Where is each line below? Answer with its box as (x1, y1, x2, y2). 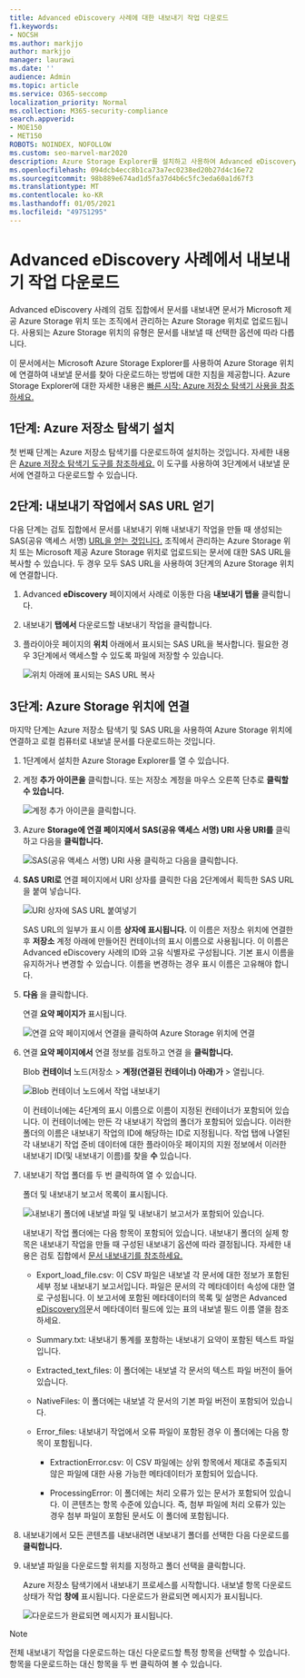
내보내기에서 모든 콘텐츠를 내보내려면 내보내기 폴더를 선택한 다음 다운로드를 (22, 1530, 290, 1541)
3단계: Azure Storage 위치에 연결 (9, 699, 191, 714)
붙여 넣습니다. (32, 886, 82, 897)
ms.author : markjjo (9, 38, 84, 48)
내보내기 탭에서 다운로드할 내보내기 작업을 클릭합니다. (22, 620, 212, 630)
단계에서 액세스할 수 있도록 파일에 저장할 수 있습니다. (37, 650, 224, 661)
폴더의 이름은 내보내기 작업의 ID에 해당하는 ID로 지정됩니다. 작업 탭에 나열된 (22, 1127, 290, 1138)
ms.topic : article (9, 81, 79, 90)
